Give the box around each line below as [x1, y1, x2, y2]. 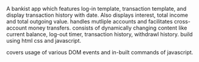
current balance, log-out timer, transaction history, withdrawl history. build [6, 31, 194, 38]
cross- [173, 18, 191, 25]
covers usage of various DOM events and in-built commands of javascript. [6, 49, 194, 56]
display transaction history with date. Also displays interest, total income [6, 11, 188, 19]
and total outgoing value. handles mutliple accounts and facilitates [6, 18, 173, 25]
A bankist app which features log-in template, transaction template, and [6, 5, 187, 12]
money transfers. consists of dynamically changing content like [28, 24, 187, 31]
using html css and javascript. [6, 37, 81, 44]
